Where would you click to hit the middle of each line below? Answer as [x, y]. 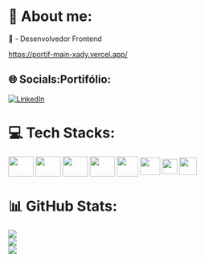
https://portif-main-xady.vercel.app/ [68, 54]
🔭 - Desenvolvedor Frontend [55, 39]
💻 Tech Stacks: [61, 133]
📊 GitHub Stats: [63, 206]
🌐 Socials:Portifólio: [59, 80]
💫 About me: [50, 16]
